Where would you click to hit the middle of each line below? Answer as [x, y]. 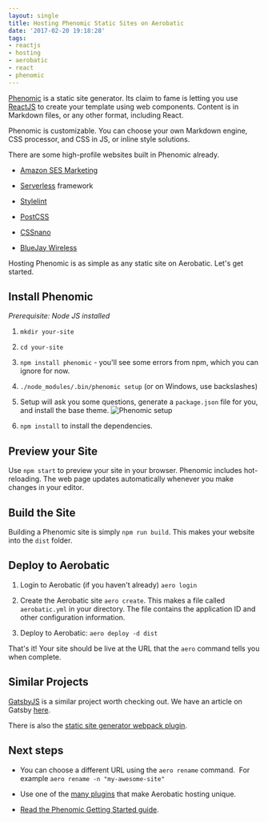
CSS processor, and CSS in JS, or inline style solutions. [99, 139]
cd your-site [42, 348]
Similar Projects [49, 682]
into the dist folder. [40, 540]
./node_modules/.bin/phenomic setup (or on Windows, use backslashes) [139, 387]
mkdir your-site [47, 332]
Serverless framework [56, 186]
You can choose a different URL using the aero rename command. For [135, 770]
